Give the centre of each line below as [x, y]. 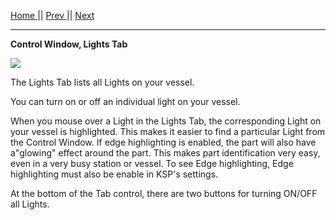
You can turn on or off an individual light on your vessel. [125, 101]
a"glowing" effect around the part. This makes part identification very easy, [165, 153]
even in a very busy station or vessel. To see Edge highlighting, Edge [152, 163]
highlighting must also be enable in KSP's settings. [114, 174]
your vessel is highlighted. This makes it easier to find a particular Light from [168, 131]
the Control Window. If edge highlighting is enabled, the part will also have [163, 142]
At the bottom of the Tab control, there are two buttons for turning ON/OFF [164, 193]
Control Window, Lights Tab [69, 44]
